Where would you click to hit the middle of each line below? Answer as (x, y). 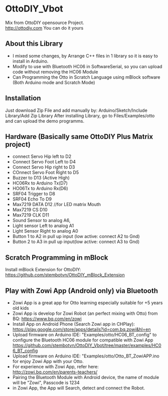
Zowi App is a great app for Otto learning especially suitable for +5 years (88, 303)
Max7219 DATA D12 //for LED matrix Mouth (57, 205)
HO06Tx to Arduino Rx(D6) (40, 188)
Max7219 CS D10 (30, 210)
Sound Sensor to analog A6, (41, 221)
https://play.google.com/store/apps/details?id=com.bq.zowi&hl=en (81, 329)
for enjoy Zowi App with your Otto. (48, 361)
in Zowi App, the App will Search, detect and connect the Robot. (79, 388)
